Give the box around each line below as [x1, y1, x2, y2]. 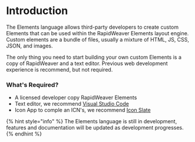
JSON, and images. [6, 42, 53, 49]
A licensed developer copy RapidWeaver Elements [14, 94, 137, 101]
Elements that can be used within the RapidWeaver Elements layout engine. [6, 29, 189, 36]
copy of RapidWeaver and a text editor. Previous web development [6, 60, 168, 67]
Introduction [6, 4, 68, 18]
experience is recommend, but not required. [6, 66, 113, 73]
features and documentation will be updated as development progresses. [6, 124, 184, 131]
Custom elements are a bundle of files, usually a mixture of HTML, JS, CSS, [6, 36, 190, 43]
